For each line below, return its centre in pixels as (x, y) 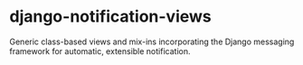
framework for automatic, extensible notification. (100, 51)
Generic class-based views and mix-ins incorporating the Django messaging (152, 42)
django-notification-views (110, 17)
